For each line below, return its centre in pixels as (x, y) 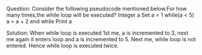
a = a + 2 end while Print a (39, 21)
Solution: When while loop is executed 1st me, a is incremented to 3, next (97, 33)
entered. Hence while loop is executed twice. (63, 45)
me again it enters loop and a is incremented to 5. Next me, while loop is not (101, 39)
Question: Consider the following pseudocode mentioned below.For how (96, 9)
